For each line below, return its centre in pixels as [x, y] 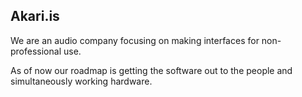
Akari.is [35, 16]
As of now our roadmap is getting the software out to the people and [151, 70]
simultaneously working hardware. [81, 81]
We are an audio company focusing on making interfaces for [135, 40]
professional [36, 51]
